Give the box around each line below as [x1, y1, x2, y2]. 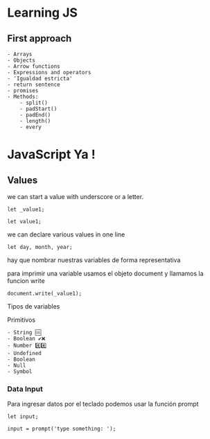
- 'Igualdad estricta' [7, 75, 73, 82]
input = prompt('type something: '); [7, 425, 116, 433]
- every [19, 123, 42, 130]
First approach [7, 33, 72, 44]
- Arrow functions [7, 63, 60, 70]
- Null [7, 362, 26, 369]
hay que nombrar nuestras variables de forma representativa [7, 256, 181, 264]
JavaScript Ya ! [7, 147, 96, 162]
